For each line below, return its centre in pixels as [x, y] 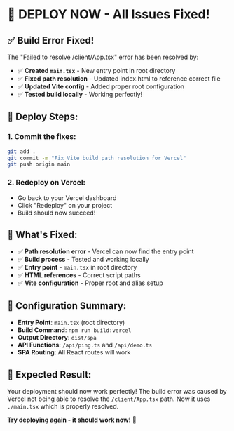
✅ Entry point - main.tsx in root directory [77, 267]
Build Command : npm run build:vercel [74, 330]
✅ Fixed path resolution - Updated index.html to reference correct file [119, 79]
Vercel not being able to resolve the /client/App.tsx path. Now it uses [109, 399]
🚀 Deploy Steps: [43, 117]
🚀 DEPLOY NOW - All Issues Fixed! [109, 14]
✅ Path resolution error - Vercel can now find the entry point [105, 251]
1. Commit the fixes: [42, 137]
